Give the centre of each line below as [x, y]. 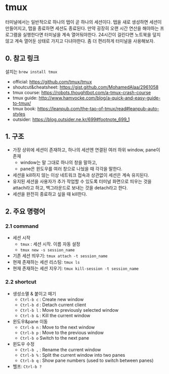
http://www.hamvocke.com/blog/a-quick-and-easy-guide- [100, 98]
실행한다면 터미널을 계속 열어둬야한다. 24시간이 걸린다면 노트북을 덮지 [92, 34]
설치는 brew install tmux [31, 71]
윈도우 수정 [24, 344]
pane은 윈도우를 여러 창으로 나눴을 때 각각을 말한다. [71, 169]
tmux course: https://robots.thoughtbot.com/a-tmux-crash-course [81, 92]
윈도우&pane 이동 [30, 321]
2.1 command [22, 226]
